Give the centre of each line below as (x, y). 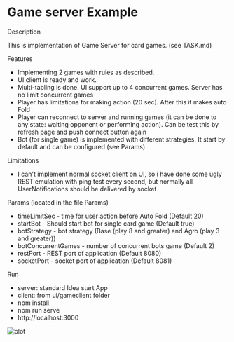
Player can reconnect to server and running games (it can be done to (117, 117)
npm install (33, 303)
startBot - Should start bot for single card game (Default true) (106, 223)
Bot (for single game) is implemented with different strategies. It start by (121, 139)
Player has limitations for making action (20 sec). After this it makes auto (122, 102)
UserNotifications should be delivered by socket (87, 189)
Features (20, 59)
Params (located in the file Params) (58, 202)
